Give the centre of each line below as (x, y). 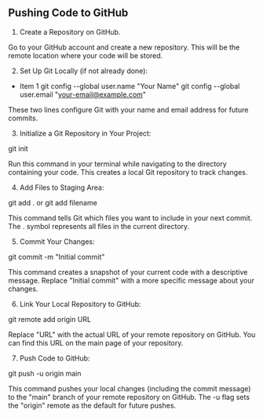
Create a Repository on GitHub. (70, 31)
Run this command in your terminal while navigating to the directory (118, 164)
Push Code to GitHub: (55, 358)
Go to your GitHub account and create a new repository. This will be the (124, 47)
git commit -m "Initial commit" (57, 257)
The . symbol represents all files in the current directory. (99, 226)
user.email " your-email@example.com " (83, 94)
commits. (23, 118)
